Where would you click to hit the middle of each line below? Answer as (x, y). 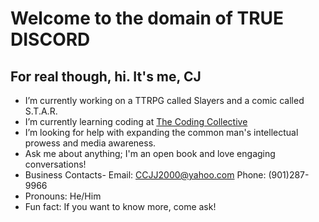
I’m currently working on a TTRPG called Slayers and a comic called (164, 100)
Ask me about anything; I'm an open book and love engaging (150, 153)
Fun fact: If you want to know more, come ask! (120, 206)
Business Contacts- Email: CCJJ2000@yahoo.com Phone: (145, 175)
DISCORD (50, 39)
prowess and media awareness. (90, 143)
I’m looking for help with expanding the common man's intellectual (161, 132)
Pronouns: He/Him (63, 196)
